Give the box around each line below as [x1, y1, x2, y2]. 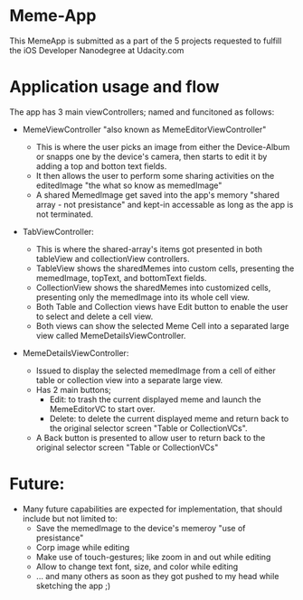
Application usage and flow [9, 77, 220, 98]
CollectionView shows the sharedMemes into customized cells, [35, 282, 271, 293]
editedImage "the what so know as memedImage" [35, 180, 223, 191]
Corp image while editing [35, 541, 129, 552]
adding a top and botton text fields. [35, 160, 167, 172]
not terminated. [35, 209, 93, 220]
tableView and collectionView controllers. [35, 253, 190, 264]
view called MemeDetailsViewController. [35, 330, 186, 341]
